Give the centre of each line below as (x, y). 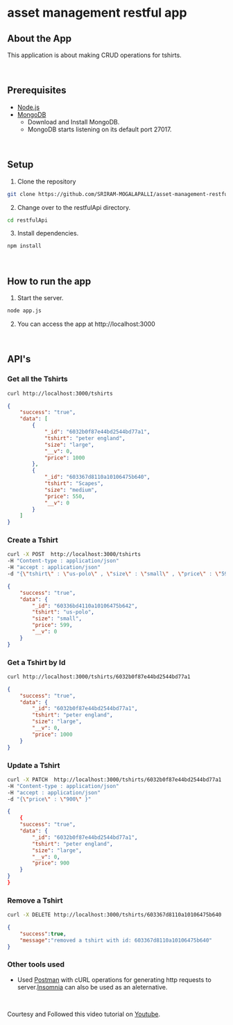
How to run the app (49, 281)
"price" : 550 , (64, 496)
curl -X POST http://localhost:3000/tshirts (74, 555)
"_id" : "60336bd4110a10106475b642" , (85, 606)
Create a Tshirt (33, 540)
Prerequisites (37, 91)
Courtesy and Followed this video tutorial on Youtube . (84, 1014)
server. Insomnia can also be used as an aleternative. (92, 987)
